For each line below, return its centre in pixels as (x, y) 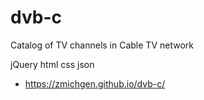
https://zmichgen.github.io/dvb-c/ (95, 83)
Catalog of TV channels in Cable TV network (102, 45)
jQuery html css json (52, 64)
